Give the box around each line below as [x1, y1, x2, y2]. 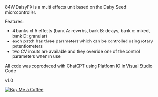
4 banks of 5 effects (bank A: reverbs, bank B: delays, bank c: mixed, [12, 28, 150, 33]
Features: [5, 19, 24, 24]
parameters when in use [12, 54, 61, 59]
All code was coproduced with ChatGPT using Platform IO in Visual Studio [5, 63, 153, 69]
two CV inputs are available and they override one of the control [12, 48, 140, 54]
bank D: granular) [12, 33, 47, 39]
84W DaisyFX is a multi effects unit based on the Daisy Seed [5, 4, 126, 10]
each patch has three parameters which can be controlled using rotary [12, 38, 153, 44]
